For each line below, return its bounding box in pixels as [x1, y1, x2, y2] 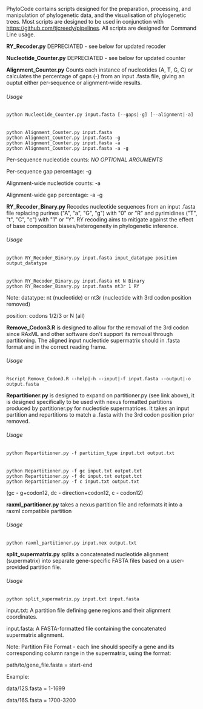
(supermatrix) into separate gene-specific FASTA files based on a [6, 557, 170, 564]
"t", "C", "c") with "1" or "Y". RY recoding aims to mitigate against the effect [6, 215, 194, 223]
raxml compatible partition [6, 507, 72, 514]
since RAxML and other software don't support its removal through [6, 330, 173, 337]
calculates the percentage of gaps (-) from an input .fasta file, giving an [6, 73, 185, 79]
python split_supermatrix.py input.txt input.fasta [6, 596, 139, 602]
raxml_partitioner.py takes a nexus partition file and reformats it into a [6, 500, 183, 508]
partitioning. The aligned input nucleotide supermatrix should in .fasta [6, 337, 181, 344]
